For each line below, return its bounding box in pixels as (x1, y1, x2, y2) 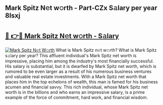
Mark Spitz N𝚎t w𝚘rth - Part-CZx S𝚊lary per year (5, 4, 158, 12)
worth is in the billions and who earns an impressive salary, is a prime (5, 89, 145, 95)
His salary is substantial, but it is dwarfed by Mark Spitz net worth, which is (5, 63, 157, 69)
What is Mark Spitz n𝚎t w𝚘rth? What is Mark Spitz (55, 47, 157, 53)
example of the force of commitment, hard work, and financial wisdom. (5, 95, 148, 100)
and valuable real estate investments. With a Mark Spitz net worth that (5, 74, 147, 80)
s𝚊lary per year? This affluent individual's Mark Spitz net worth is (5, 53, 137, 58)
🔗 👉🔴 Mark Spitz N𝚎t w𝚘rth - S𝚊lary (5, 32, 119, 40)
